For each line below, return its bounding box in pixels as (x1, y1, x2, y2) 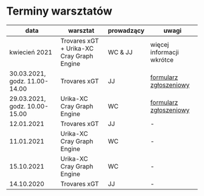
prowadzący (107, 26, 144, 35)
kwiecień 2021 (9, 47, 53, 56)
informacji (150, 47, 179, 56)
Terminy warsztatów (6, 4, 112, 18)
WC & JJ (107, 47, 133, 56)
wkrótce (150, 55, 174, 64)
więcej (150, 40, 169, 49)
